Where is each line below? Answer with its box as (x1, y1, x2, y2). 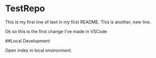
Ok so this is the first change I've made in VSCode (5, 28, 108, 34)
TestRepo (5, 3, 45, 14)
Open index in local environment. (5, 47, 73, 53)
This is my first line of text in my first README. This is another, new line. (5, 19, 152, 25)
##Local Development (5, 38, 50, 44)
